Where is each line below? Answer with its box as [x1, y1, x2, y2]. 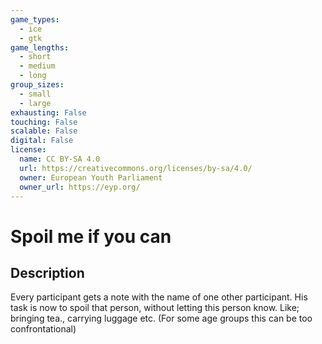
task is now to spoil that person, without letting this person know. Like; [10, 302, 300, 314]
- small [19, 89, 52, 99]
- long [19, 71, 47, 81]
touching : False [10, 117, 78, 127]
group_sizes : [10, 80, 65, 90]
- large [19, 98, 52, 108]
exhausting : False [10, 107, 87, 118]
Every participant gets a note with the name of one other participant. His [10, 291, 308, 303]
